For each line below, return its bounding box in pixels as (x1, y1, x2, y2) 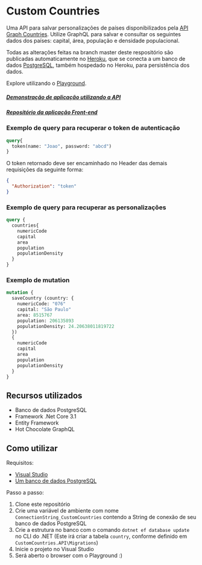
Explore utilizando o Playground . (6, 80, 87, 87)
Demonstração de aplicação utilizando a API (6, 93, 121, 101)
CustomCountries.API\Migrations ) (14, 539, 98, 546)
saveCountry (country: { (11, 295, 74, 301)
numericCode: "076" (17, 301, 66, 307)
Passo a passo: (6, 489, 44, 496)
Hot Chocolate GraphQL (14, 426, 75, 433)
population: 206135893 (17, 318, 74, 324)
